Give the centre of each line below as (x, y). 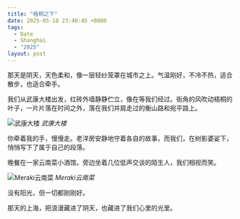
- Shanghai (30, 41)
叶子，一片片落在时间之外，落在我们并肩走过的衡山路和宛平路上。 (104, 108)
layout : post (27, 54)
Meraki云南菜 (75, 177)
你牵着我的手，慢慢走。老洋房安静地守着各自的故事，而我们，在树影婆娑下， (120, 138)
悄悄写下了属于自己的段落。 (48, 147)
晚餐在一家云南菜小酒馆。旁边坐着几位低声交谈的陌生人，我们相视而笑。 (114, 162)
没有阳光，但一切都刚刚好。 (48, 193)
